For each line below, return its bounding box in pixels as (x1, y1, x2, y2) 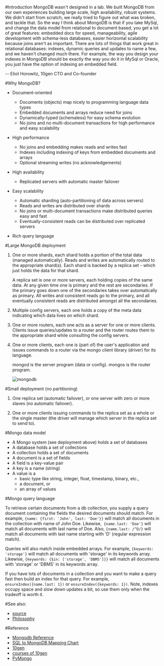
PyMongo (12, 655, 32, 661)
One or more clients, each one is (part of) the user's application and (12, 342, 149, 348)
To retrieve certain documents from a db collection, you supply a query (5, 505, 148, 511)
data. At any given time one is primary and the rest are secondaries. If (12, 282, 153, 288)
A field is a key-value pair (12, 460, 64, 466)
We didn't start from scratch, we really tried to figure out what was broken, (5, 15, 156, 20)
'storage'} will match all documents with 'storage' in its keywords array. (5, 551, 151, 556)
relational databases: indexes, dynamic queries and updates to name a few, (5, 46, 157, 51)
